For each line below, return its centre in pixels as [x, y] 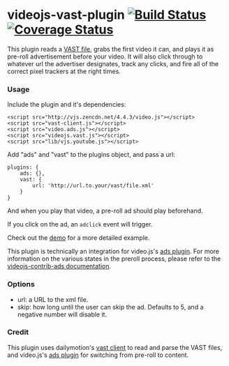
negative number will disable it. [62, 314]
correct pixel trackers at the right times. [64, 71]
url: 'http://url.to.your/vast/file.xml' [94, 186]
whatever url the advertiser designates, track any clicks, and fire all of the [113, 63]
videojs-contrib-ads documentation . [59, 266]
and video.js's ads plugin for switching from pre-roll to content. [98, 355]
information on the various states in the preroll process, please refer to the [114, 259]
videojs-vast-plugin [66, 15]
